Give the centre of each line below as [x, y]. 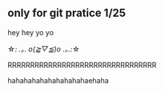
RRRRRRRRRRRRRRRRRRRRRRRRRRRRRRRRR [82, 65]
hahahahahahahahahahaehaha [58, 80]
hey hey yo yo [30, 32]
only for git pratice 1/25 [66, 13]
